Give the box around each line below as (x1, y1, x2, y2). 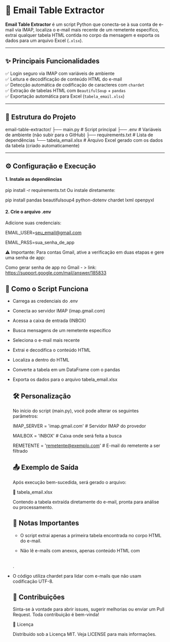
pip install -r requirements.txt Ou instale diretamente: (5, 187, 115, 193)
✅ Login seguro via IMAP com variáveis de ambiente (5, 70, 115, 76)
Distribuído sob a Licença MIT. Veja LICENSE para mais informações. (12, 631, 157, 637)
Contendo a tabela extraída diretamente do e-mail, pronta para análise (12, 499, 159, 505)
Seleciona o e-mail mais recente (12, 337, 80, 343)
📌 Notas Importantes (12, 519, 79, 528)
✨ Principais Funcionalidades (5, 57, 100, 65)
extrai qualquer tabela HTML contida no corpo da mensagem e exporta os (5, 32, 160, 38)
